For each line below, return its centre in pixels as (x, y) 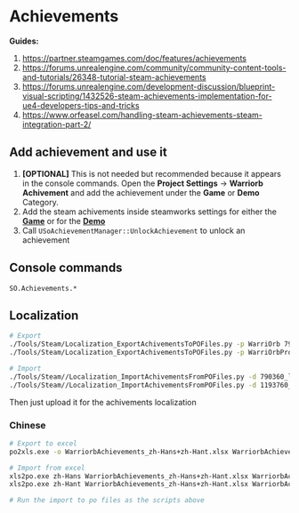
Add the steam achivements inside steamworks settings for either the (149, 212)
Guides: (24, 41)
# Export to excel (43, 443)
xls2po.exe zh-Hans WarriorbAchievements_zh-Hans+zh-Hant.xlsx (129, 476)
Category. (40, 202)
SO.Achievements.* (43, 288)
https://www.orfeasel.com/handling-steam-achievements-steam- (142, 115)
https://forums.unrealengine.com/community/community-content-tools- (154, 68)
